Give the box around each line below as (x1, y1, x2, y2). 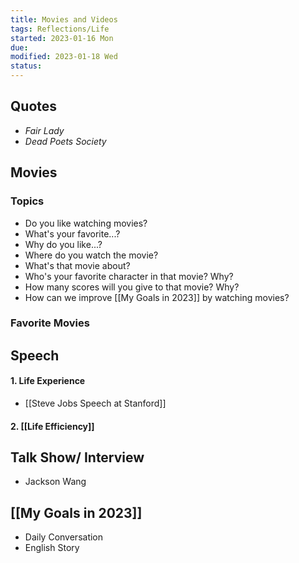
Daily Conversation (24, 531, 104, 543)
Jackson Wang (24, 476, 87, 488)
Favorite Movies (10, 316, 90, 330)
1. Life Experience (10, 375, 86, 387)
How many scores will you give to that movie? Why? (24, 281, 240, 293)
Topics (10, 194, 45, 208)
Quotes (10, 98, 58, 115)
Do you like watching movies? (24, 217, 148, 229)
